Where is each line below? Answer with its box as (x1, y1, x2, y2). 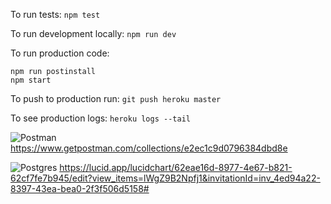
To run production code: (10, 47, 110, 59)
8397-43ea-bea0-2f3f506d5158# (10, 183, 150, 194)
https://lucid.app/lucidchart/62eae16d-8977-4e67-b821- (59, 162, 293, 173)
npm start (10, 75, 52, 85)
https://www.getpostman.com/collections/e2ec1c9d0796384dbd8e (10, 142, 288, 154)
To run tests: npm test (10, 9, 101, 20)
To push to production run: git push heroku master (10, 93, 222, 104)
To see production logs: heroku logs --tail (10, 112, 191, 124)
